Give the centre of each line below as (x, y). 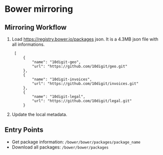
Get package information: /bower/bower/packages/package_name (76, 142)
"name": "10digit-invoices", (62, 79)
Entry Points (24, 130)
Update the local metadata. (39, 114)
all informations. (28, 44)
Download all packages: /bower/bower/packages (60, 147)
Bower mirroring (39, 9)
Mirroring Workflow (36, 27)
